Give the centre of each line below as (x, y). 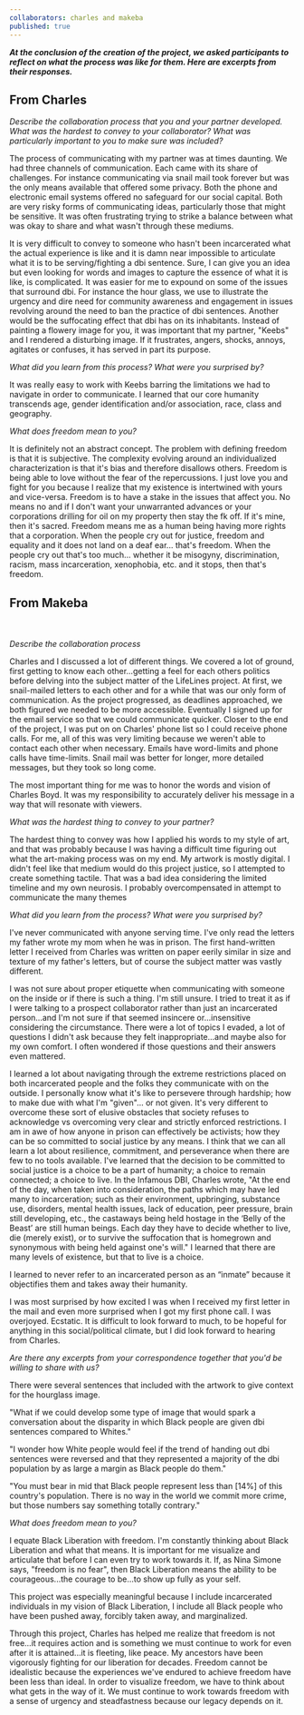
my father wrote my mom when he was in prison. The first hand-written (142, 942)
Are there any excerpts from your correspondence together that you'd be (146, 1358)
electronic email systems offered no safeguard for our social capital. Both (146, 197)
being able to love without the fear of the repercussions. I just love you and (149, 478)
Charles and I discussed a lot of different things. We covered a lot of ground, (152, 661)
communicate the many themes (68, 897)
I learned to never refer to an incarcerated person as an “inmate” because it (150, 1275)
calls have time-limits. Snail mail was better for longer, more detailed (137, 758)
